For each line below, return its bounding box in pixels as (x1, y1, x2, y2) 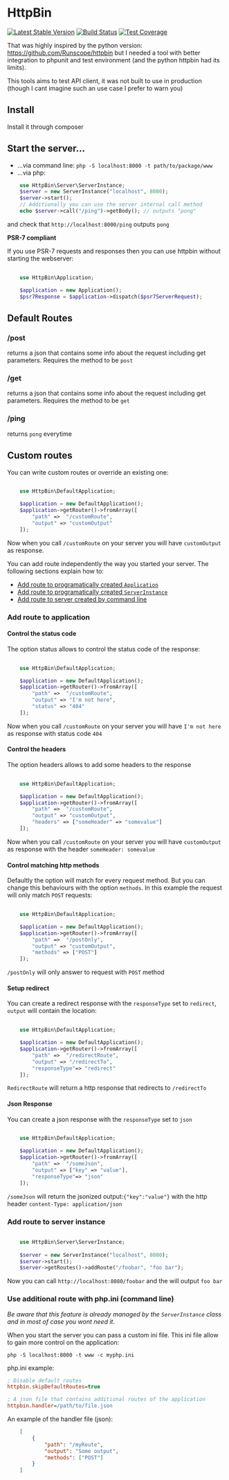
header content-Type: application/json (7, 1199, 122, 1208)
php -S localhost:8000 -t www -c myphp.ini (7, 1351, 135, 1359)
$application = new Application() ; (19, 286, 122, 294)
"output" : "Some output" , (44, 1447, 119, 1454)
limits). (7, 63, 26, 71)
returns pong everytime (7, 430, 73, 438)
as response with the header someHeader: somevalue (7, 845, 156, 853)
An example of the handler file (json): (7, 1415, 113, 1423)
